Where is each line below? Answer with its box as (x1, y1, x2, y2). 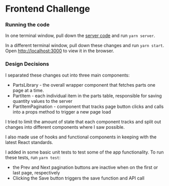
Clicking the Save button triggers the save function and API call (12, 175, 145, 181)
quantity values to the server (12, 98, 73, 104)
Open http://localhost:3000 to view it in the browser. (5, 48, 114, 54)
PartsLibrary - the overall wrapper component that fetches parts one (12, 82, 156, 88)
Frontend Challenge (5, 3, 90, 15)
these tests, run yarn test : (5, 154, 61, 160)
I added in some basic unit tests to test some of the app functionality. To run (5, 149, 164, 155)
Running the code (5, 21, 50, 28)
